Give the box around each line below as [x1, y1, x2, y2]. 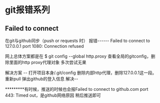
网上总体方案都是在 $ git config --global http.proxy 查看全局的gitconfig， [5, 53, 151, 59]
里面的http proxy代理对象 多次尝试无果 [9, 60, 87, 65]
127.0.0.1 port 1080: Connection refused [5, 43, 84, 49]
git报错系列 [5, 4, 50, 16]
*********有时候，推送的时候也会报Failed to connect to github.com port [5, 86, 148, 92]
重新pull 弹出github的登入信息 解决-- [5, 76, 79, 82]
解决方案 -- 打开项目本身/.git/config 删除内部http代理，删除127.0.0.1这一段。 [5, 70, 157, 76]
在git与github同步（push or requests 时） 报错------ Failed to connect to [5, 38, 150, 43]
